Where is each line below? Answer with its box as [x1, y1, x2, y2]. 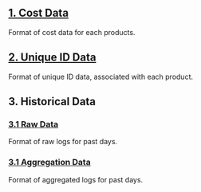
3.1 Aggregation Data [8, 157, 91, 168]
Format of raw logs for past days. [8, 137, 118, 147]
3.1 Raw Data [8, 119, 58, 130]
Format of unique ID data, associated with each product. [8, 72, 194, 81]
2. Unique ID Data [8, 51, 97, 65]
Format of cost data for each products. [8, 27, 136, 37]
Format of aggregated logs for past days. [8, 174, 144, 184]
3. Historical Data [8, 95, 97, 108]
